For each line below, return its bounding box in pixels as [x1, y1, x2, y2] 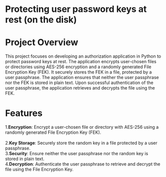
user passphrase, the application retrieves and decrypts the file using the [5, 85, 155, 91]
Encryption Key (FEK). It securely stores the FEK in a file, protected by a [5, 69, 152, 75]
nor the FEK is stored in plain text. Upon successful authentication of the [5, 80, 154, 86]
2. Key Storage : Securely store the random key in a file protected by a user [5, 140, 158, 146]
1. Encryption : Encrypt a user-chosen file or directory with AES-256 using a [5, 124, 159, 130]
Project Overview [5, 37, 79, 48]
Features [5, 108, 43, 119]
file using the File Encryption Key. [5, 167, 74, 173]
